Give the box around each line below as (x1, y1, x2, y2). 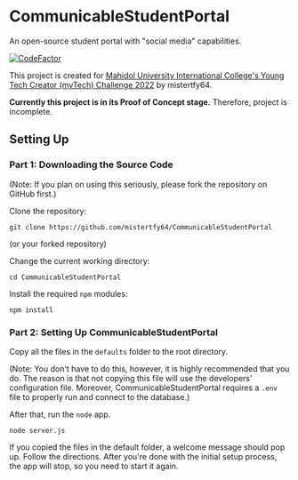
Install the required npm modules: (9, 288, 128, 299)
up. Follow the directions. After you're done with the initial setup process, (9, 451, 278, 461)
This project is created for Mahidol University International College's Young (9, 69, 285, 81)
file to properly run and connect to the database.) (9, 391, 190, 402)
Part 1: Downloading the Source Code (9, 158, 173, 171)
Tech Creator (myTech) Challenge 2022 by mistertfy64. (9, 79, 213, 90)
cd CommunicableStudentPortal (9, 273, 122, 282)
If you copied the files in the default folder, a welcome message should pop (9, 442, 286, 452)
